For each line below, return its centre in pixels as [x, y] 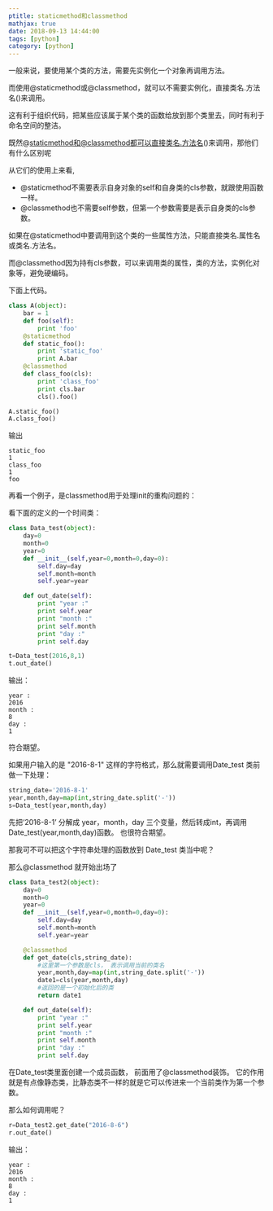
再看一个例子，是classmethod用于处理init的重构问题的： [102, 496]
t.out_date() [30, 664]
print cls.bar [61, 389]
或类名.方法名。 [35, 246]
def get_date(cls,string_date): [78, 958]
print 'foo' [58, 328]
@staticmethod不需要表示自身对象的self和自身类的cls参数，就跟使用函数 [142, 187]
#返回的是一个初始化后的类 [76, 988]
